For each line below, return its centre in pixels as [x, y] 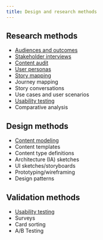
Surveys [25, 218]
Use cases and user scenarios [52, 95]
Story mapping [33, 76]
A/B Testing [29, 231]
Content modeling [37, 140]
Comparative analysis [41, 107]
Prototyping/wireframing [45, 172]
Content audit [32, 63]
